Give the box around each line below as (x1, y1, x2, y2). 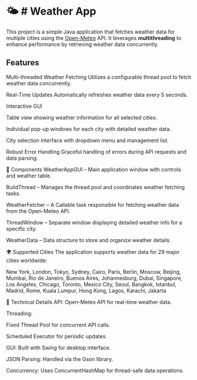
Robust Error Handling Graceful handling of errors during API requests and (6, 148, 187, 155)
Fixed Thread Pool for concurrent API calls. (6, 321, 111, 328)
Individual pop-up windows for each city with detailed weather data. (6, 125, 172, 133)
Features (6, 58, 39, 68)
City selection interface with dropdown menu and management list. (6, 137, 169, 144)
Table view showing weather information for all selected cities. (6, 114, 158, 121)
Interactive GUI (6, 103, 43, 110)
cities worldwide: (6, 257, 48, 264)
